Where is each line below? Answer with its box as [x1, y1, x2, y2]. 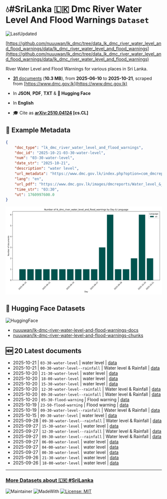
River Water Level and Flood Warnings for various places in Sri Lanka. [5, 65, 148, 71]
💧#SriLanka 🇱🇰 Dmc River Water [5, 3, 142, 15]
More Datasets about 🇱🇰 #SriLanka [5, 477, 94, 484]
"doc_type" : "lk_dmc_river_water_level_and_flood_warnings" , [14, 145, 143, 150]
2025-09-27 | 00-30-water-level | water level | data [12, 449, 119, 455]
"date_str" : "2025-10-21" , [14, 161, 70, 166]
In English [12, 100, 34, 106]
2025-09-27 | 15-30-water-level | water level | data [12, 423, 119, 429]
